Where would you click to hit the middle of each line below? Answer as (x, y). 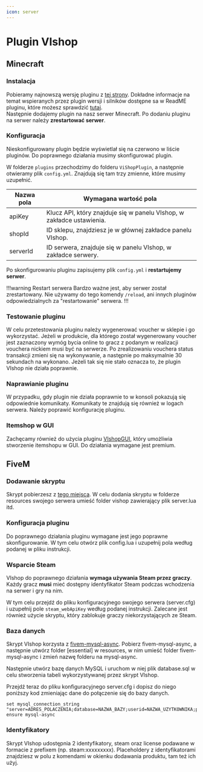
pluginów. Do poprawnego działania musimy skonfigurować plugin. (90, 155)
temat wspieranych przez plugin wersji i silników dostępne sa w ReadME (96, 101)
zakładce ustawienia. (76, 220)
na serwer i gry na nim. (35, 591)
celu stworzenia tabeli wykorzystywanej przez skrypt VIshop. (82, 675)
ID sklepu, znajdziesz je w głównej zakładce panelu (119, 230)
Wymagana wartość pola (120, 198)
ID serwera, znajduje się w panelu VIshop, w (109, 247)
